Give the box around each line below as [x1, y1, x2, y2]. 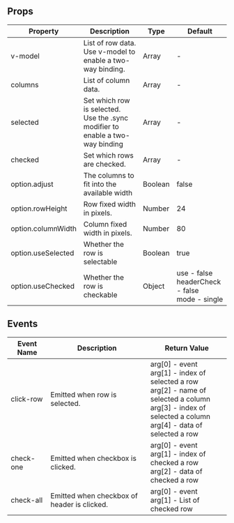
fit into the [83, 179, 117, 189]
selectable [83, 257, 118, 266]
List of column [83, 75, 130, 85]
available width [83, 188, 133, 197]
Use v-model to [83, 47, 136, 56]
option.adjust [10, 179, 54, 189]
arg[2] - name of [150, 385, 207, 395]
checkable [83, 289, 118, 299]
